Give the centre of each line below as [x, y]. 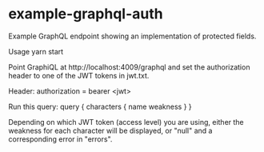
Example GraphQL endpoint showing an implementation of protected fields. [132, 36]
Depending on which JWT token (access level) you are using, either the [126, 122]
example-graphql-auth [86, 14]
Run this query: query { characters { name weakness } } [100, 106]
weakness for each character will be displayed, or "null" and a [110, 130]
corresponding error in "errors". [60, 139]
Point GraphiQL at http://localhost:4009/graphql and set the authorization [129, 67]
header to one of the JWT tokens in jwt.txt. [79, 75]
